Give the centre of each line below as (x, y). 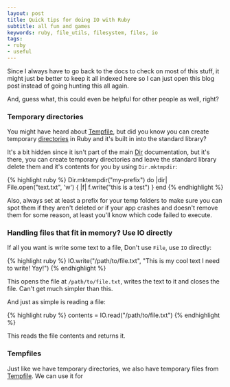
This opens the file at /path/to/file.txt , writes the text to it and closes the (113, 282)
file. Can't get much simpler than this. (60, 289)
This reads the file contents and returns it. (66, 336)
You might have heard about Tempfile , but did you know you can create (108, 132)
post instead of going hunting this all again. (68, 86)
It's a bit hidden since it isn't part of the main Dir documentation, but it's (108, 152)
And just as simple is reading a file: (56, 302)
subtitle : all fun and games (49, 26)
